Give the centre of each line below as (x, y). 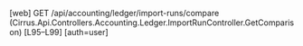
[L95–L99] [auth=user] (66, 32)
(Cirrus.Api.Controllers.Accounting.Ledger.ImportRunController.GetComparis (152, 23)
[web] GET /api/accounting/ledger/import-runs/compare (114, 13)
